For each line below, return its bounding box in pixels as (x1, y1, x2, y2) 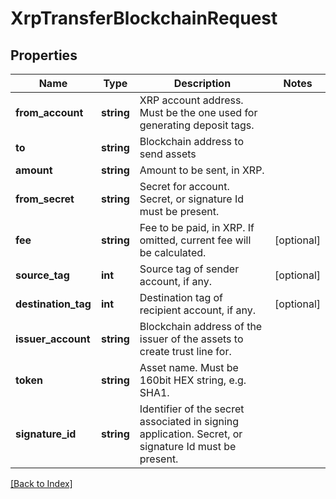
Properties (10, 47, 78, 64)
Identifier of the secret (139, 402, 245, 416)
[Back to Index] (10, 478, 73, 489)
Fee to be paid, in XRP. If (139, 221, 255, 234)
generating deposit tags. (139, 118, 255, 132)
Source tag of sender (139, 262, 240, 276)
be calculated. (139, 246, 207, 259)
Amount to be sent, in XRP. (139, 163, 265, 177)
